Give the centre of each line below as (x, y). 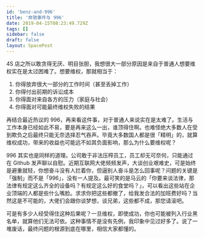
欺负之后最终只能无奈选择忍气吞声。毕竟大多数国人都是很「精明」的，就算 (104, 134)
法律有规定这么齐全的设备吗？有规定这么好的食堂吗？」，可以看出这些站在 (98, 185)
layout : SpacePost (29, 46)
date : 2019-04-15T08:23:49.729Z (47, 23)
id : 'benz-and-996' (31, 12)
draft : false (23, 40)
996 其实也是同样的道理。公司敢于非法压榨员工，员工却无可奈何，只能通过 (100, 155)
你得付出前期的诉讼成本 (44, 91)
